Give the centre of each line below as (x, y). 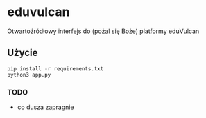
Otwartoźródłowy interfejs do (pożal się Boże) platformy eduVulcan (103, 31)
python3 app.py (29, 75)
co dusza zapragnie (45, 107)
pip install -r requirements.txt (55, 69)
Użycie (23, 53)
